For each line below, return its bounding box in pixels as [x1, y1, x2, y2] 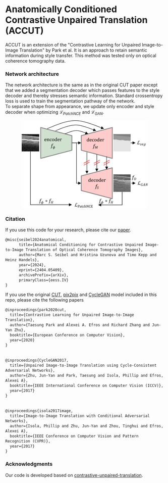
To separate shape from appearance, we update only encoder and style [5, 104, 154, 110]
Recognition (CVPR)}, [5, 439, 51, 444]
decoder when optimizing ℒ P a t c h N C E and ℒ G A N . [5, 109, 104, 117]
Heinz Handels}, [5, 258, 39, 263]
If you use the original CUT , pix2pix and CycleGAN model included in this [5, 292, 157, 298]
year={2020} [10, 337, 35, 343]
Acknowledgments [5, 461, 53, 468]
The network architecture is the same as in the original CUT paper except [5, 82, 158, 88]
